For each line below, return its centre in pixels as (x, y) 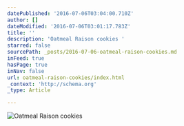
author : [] (23, 20)
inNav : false (26, 71)
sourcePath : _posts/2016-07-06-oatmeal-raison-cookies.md (92, 52)
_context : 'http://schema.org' (52, 84)
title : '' (21, 33)
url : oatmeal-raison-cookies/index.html (66, 77)
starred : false (29, 45)
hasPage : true (28, 65)
